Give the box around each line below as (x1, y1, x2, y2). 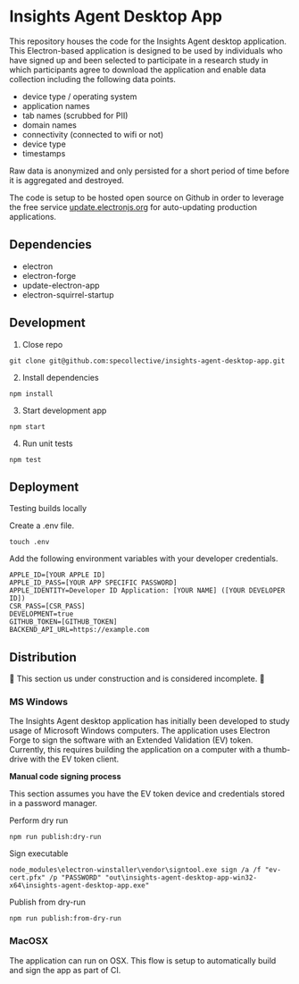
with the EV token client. (29, 753, 120, 765)
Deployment (9, 479, 79, 494)
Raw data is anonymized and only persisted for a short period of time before (9, 165, 290, 176)
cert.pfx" (9, 873, 46, 882)
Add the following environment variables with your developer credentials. (9, 553, 278, 564)
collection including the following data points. (9, 73, 177, 84)
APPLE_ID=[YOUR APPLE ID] (9, 570, 105, 580)
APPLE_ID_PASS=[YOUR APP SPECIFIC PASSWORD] (9, 578, 178, 587)
